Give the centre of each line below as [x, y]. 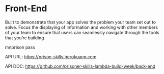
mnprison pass [20, 47]
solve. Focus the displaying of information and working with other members [82, 27]
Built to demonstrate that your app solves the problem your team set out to [81, 22]
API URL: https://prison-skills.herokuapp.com [51, 56]
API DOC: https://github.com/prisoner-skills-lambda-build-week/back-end [80, 66]
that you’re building [25, 38]
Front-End [26, 9]
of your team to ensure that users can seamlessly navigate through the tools [82, 32]
